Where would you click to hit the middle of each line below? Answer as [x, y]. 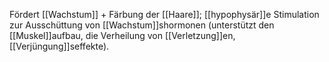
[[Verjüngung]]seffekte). [59, 46]
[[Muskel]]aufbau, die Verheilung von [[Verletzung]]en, [122, 35]
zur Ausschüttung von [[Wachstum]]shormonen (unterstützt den [142, 25]
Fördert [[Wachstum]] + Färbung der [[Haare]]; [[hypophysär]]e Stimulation [164, 14]
